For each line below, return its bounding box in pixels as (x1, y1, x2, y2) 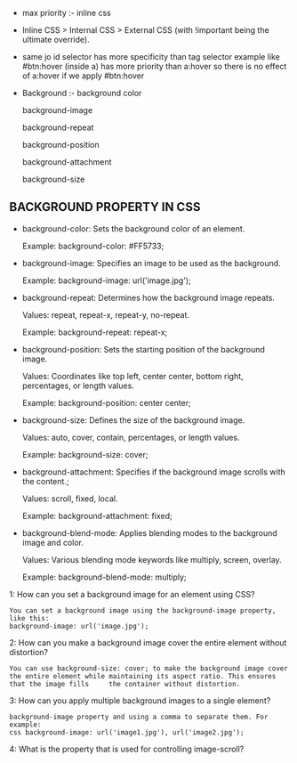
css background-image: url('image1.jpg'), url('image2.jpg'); (9, 727, 245, 737)
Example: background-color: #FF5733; (21, 240, 165, 251)
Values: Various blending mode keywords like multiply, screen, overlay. (21, 554, 282, 564)
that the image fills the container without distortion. (9, 679, 241, 688)
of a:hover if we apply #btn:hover (21, 70, 145, 81)
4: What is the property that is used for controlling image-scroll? (9, 743, 245, 754)
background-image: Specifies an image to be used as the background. (21, 257, 282, 268)
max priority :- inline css (21, 8, 111, 18)
